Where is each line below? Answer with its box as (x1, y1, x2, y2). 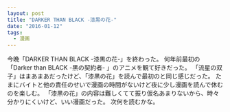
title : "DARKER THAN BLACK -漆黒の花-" (7, 16, 117, 23)
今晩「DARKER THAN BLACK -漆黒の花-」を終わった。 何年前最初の (7, 55, 200, 64)
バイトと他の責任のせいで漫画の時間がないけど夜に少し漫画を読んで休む (19, 81, 223, 89)
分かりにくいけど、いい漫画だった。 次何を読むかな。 (7, 98, 159, 106)
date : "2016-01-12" (7, 23, 63, 29)
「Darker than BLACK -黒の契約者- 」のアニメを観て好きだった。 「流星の (7, 64, 217, 72)
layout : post (7, 10, 45, 17)
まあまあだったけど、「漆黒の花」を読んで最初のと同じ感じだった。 (25, 72, 214, 81)
